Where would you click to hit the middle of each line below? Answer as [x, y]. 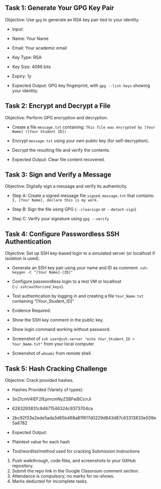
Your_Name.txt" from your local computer [53, 344]
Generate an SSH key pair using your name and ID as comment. [75, 268]
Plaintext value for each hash [41, 442]
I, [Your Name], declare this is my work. [55, 200]
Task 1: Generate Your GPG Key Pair [60, 8]
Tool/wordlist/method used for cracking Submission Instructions [76, 451]
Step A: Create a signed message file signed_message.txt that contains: [83, 196]
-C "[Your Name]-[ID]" [50, 273]
